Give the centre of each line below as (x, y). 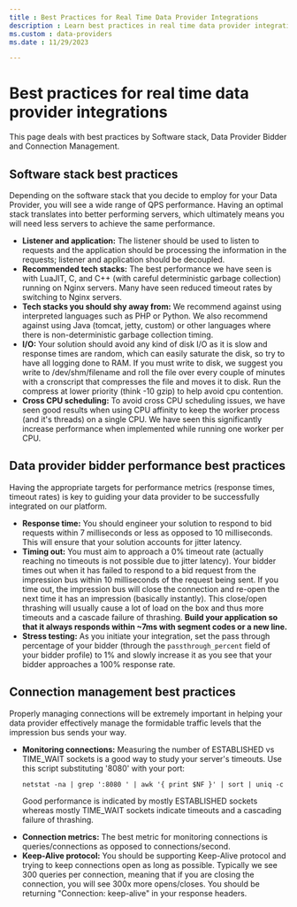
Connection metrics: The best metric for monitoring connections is (145, 836)
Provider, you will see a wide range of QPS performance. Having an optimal (146, 205)
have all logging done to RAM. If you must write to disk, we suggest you (152, 363)
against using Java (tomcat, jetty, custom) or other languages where (146, 325)
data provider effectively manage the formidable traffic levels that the (136, 723)
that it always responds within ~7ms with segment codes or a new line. (155, 626)
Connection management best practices (122, 692)
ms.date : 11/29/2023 (49, 42)
